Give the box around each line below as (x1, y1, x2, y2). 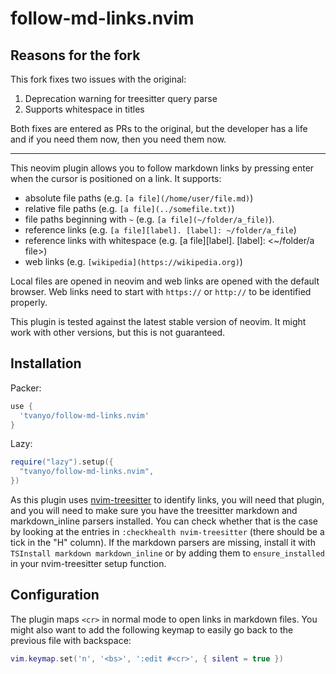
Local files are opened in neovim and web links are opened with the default (10, 275, 320, 287)
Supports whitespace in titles (24, 103, 145, 115)
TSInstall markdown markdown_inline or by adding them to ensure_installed (10, 547, 325, 559)
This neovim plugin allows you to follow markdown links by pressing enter (10, 162, 315, 174)
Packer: (10, 382, 42, 394)
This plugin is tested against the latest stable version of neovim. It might (10, 316, 307, 327)
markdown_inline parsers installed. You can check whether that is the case (10, 515, 319, 527)
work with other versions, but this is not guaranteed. (10, 327, 226, 338)
